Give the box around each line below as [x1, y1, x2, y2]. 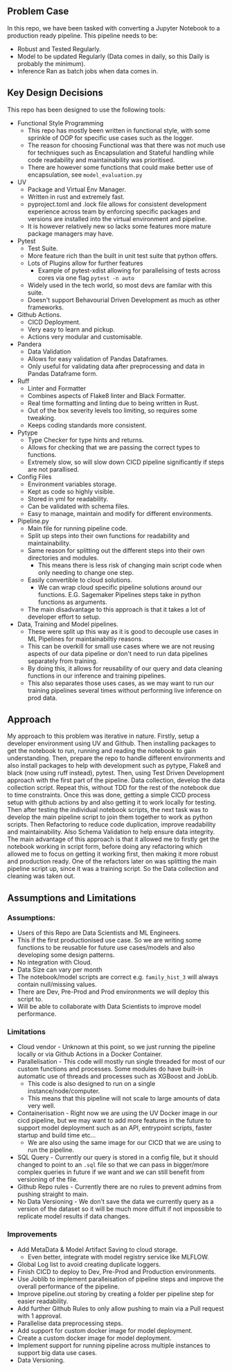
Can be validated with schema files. [27, 502, 130, 510]
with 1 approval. [17, 1311, 62, 1320]
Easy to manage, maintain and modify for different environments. [27, 509, 213, 517]
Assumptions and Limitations [7, 892, 136, 904]
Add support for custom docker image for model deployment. [17, 1326, 193, 1334]
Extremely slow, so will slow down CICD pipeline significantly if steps [27, 458, 224, 466]
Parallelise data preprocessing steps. [17, 1319, 123, 1327]
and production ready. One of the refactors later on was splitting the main [7, 857, 217, 865]
